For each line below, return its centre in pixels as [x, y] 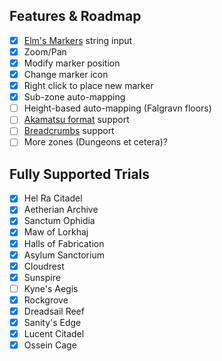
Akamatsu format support [76, 120]
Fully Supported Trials [80, 174]
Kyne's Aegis [51, 288]
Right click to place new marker [88, 86]
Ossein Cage [50, 345]
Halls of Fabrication [64, 243]
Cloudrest [44, 266]
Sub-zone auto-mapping [74, 97]
